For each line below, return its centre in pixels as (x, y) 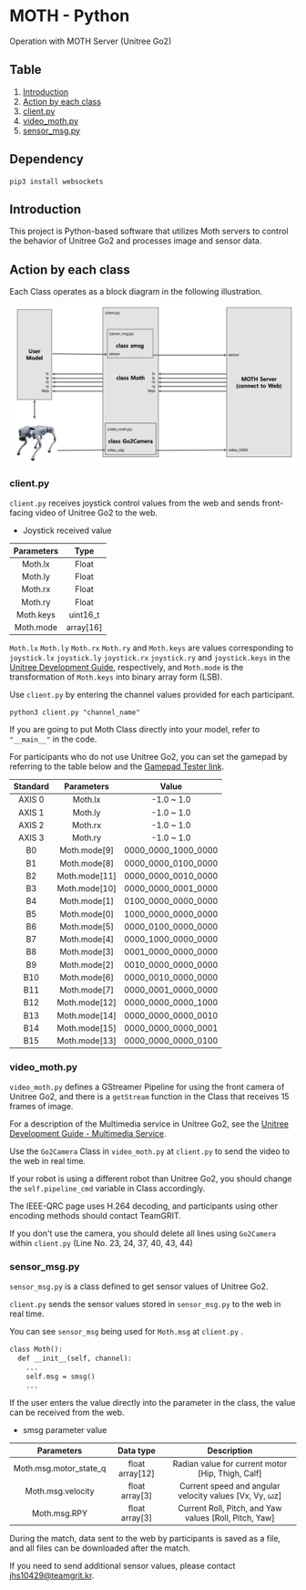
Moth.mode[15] (87, 1028)
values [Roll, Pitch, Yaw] (230, 1518)
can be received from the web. (67, 1413)
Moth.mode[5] (86, 926)
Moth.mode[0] (86, 914)
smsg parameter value (65, 1430)
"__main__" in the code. (53, 739)
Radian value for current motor (230, 1463)
